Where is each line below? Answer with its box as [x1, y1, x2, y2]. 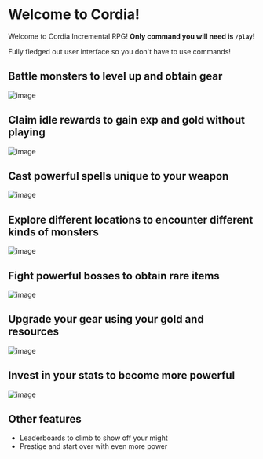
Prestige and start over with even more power [19, 442, 168, 451]
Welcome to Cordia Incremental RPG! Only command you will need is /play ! [8, 31, 255, 41]
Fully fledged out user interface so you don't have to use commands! [8, 46, 232, 56]
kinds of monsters [8, 225, 100, 239]
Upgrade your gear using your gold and [8, 313, 204, 326]
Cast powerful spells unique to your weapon [8, 169, 229, 183]
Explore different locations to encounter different [8, 213, 254, 226]
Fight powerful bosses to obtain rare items [8, 269, 220, 283]
